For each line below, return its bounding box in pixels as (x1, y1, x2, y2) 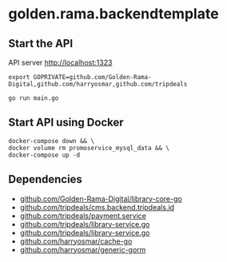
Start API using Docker (8, 116, 124, 129)
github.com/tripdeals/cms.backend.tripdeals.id (19, 202, 174, 212)
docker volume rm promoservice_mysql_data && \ (8, 144, 170, 152)
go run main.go (8, 94, 59, 102)
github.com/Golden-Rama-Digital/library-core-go (19, 193, 182, 204)
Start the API (8, 37, 74, 50)
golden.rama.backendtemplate (8, 5, 219, 23)
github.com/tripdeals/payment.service (19, 211, 146, 220)
